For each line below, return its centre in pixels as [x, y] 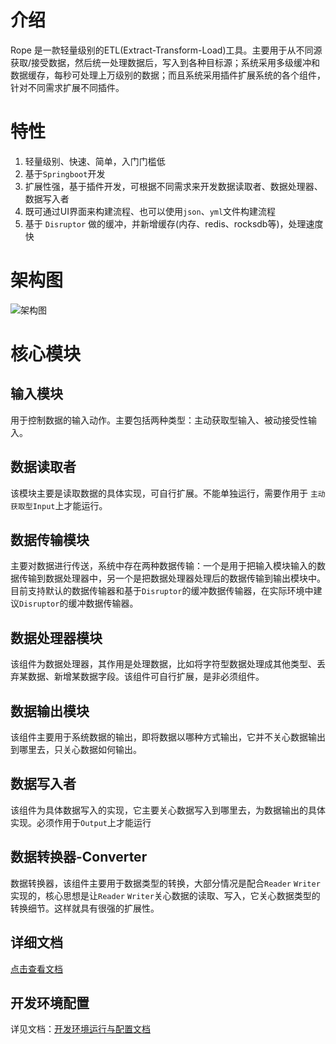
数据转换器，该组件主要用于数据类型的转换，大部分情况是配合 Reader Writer [165, 883]
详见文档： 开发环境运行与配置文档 [80, 1029]
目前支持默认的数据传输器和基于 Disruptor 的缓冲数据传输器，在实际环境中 [162, 591]
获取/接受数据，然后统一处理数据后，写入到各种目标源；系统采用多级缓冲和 [165, 62]
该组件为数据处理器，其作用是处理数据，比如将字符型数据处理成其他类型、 [163, 664]
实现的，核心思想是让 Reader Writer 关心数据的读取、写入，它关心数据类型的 [165, 895]
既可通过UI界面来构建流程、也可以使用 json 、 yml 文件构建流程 [150, 211]
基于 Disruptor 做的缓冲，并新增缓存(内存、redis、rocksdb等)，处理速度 [174, 223]
